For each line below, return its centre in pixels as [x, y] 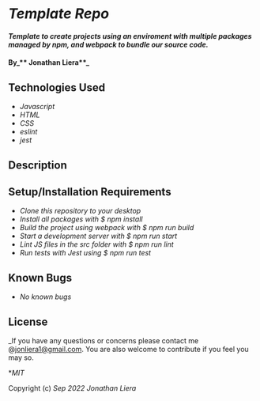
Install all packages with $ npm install [81, 219]
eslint [28, 132]
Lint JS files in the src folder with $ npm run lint [96, 244]
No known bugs [45, 297]
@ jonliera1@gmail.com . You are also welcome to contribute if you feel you [128, 350]
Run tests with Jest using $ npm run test [85, 253]
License [28, 322]
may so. [21, 357]
